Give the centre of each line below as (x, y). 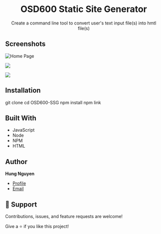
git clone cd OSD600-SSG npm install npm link (53, 102)
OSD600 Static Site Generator (84, 9)
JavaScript (23, 130)
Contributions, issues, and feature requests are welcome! (64, 216)
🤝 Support (21, 204)
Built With (21, 118)
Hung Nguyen (20, 174)
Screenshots (25, 44)
